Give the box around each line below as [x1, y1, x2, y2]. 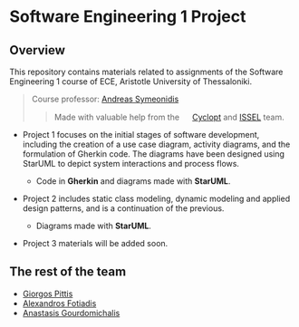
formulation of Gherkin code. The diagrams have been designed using [22, 149, 285, 159]
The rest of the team [9, 264, 127, 280]
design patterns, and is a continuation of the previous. [22, 203, 225, 214]
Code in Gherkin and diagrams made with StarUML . [35, 176, 231, 187]
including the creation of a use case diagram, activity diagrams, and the [22, 139, 291, 149]
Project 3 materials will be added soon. [22, 238, 169, 248]
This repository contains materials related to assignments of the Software [9, 66, 284, 77]
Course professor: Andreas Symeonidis [31, 93, 179, 104]
